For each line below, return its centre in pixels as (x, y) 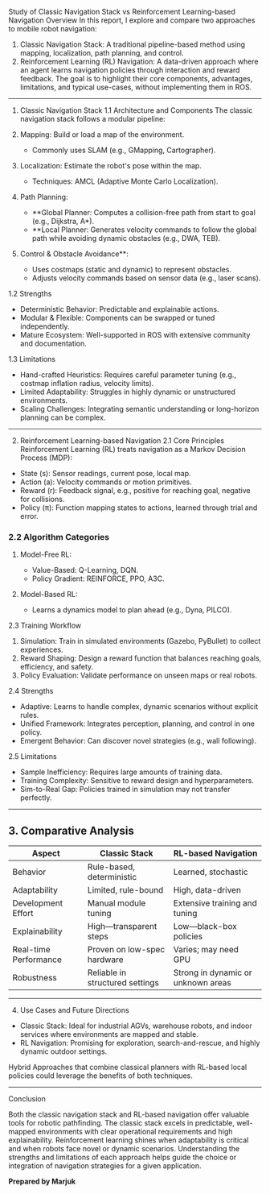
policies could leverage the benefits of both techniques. (100, 1076)
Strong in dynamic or (213, 972)
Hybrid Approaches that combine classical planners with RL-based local (128, 1068)
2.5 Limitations (33, 757)
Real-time (31, 950)
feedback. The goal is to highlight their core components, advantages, (136, 79)
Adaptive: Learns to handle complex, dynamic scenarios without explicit (139, 707)
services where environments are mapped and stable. (109, 1034)
